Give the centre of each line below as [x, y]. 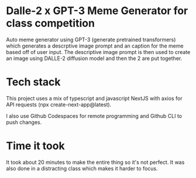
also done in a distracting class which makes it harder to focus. [82, 168]
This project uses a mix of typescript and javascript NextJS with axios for [94, 98]
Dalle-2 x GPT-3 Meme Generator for [97, 11]
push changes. [24, 122]
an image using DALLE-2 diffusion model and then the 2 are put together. [94, 58]
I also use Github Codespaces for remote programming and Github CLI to [94, 116]
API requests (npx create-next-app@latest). [59, 105]
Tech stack [33, 82]
